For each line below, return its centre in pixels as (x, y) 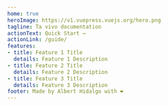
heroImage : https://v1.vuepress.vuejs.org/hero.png (84, 20)
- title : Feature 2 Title (45, 66)
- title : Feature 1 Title (45, 53)
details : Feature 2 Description (61, 72)
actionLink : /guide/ (37, 40)
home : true (23, 14)
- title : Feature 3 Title (45, 78)
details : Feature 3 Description (61, 85)
